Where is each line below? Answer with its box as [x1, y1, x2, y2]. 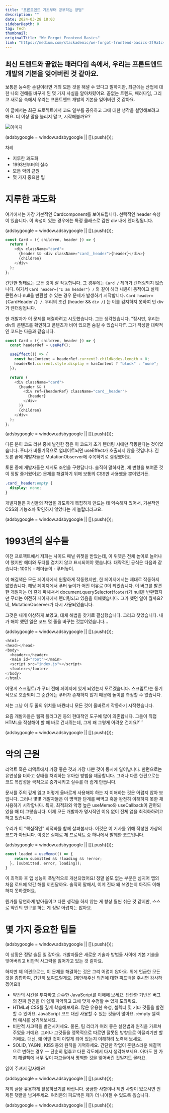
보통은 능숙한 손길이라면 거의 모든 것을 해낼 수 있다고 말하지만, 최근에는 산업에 [5, 84, 158, 90]
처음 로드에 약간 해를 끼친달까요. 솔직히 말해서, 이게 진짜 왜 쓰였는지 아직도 [5, 882, 151, 888]
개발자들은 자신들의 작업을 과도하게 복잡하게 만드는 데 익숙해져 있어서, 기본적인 [5, 500, 160, 506]
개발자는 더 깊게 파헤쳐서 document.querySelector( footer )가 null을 [10, 589, 145, 595]
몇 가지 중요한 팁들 [5, 924, 76, 936]
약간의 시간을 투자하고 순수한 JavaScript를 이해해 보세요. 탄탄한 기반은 [12, 992, 152, 998]
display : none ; [10, 486, 42, 491]
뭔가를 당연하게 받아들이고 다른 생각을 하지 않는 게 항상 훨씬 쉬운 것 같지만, [5, 899, 151, 905]
